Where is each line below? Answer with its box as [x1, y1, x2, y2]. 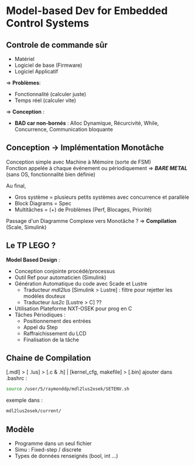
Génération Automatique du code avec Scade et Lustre [14, 280, 148, 287]
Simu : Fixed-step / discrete [14, 446, 82, 453]
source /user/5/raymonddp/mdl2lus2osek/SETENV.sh [6, 386, 130, 392]
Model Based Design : [6, 256, 60, 263]
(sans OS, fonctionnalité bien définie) [6, 171, 95, 178]
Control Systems [6, 16, 90, 30]
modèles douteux [23, 292, 66, 300]
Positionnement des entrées [23, 317, 91, 324]
